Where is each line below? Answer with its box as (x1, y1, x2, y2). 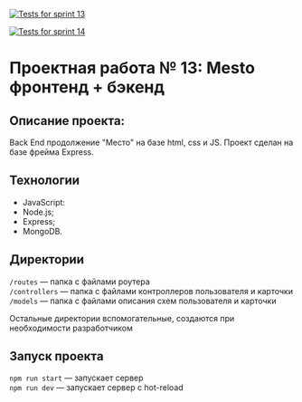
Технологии (9, 173, 80, 188)
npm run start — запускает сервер (9, 372, 144, 384)
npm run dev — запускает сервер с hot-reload (9, 382, 184, 393)
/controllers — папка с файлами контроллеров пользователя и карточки (9, 285, 294, 296)
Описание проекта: (9, 113, 125, 129)
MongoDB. (22, 225, 63, 236)
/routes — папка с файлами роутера (9, 276, 151, 287)
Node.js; (22, 206, 54, 217)
